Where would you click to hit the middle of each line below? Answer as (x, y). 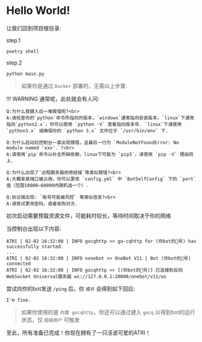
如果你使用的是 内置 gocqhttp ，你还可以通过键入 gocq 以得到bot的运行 (108, 312)
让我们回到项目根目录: (34, 28)
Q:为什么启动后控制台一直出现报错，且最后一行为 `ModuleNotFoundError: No (93, 142)
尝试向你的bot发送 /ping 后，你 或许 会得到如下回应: (71, 289)
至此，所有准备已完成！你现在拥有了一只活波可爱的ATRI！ (79, 332)
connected (19, 264)
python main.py (25, 74)
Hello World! (38, 11)
